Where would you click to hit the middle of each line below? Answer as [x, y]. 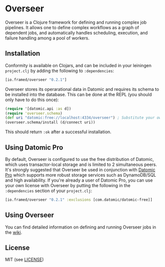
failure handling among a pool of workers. [47, 38]
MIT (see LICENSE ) [25, 260]
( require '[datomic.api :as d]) [38, 109]
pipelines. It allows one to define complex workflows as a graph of [72, 27]
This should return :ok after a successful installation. [58, 132]
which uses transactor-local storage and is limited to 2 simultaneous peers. [81, 164]
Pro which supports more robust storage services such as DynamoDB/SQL [81, 175]
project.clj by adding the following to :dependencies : [60, 71]
